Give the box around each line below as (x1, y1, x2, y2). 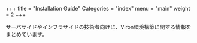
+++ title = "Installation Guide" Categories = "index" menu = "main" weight (5, 5, 190, 12)
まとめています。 (5, 31, 47, 38)
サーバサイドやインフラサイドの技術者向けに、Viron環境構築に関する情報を (5, 24, 192, 30)
